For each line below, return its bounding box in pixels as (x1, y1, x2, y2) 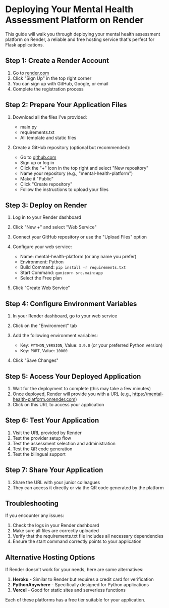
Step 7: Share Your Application (5, 466, 103, 475)
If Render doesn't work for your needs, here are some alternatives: (5, 567, 144, 573)
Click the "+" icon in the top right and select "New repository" (20, 165, 149, 171)
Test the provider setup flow (12, 435, 72, 441)
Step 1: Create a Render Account (5, 57, 109, 65)
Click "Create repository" (20, 181, 73, 187)
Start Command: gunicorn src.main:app (20, 269, 103, 276)
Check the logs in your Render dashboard (12, 522, 99, 529)
